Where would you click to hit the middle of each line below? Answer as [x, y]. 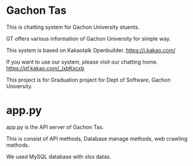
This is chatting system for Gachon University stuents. [73, 27]
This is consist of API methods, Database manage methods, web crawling [97, 138]
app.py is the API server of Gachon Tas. [55, 127]
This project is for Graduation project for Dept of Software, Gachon [88, 80]
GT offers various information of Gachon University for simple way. [89, 38]
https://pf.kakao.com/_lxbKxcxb [45, 68]
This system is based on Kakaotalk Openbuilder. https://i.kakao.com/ [91, 50]
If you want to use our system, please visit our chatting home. [82, 62]
